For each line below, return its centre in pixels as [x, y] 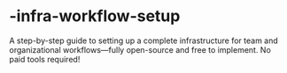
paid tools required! [45, 59]
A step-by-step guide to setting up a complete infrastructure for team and [144, 40]
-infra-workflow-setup [95, 16]
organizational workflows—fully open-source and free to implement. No [140, 49]
